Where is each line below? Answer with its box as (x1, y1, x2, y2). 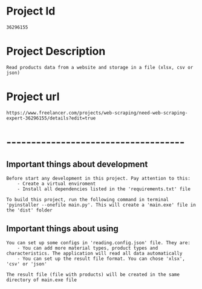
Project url (6, 90, 60, 104)
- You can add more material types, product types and (17, 245, 158, 251)
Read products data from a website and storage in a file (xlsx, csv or (6, 64, 194, 70)
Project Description (6, 44, 106, 58)
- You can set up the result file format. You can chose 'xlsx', (17, 256, 186, 262)
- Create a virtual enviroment (17, 181, 96, 187)
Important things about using (6, 224, 119, 234)
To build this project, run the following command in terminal (6, 196, 169, 202)
